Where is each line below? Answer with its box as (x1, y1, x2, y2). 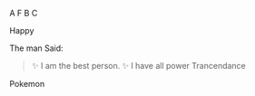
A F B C (9, 8, 38, 18)
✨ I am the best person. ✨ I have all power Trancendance (31, 61, 247, 71)
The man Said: (9, 43, 64, 53)
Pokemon (9, 79, 45, 89)
